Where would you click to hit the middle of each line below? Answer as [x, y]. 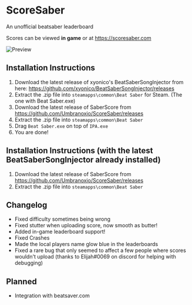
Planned [21, 281]
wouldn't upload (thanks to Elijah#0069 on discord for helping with [95, 257]
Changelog [27, 205]
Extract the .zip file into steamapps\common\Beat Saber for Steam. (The [98, 94]
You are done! [31, 132]
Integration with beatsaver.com [52, 296]
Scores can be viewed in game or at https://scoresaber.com [79, 38]
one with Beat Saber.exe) [45, 101]
